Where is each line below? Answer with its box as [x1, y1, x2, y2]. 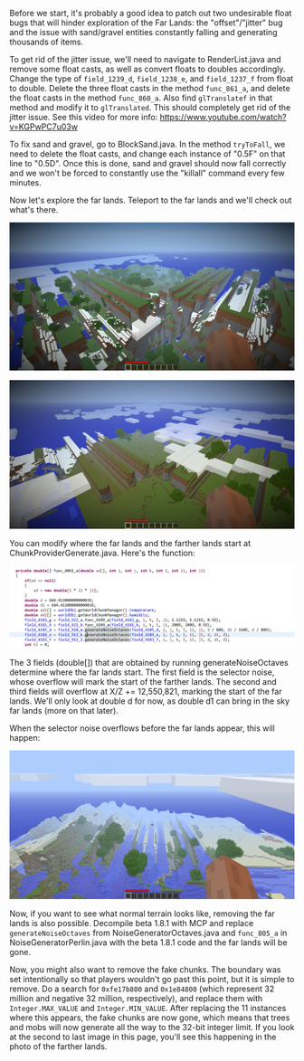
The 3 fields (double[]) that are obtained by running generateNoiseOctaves [9, 658, 289, 668]
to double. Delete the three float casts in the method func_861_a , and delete [9, 83, 291, 93]
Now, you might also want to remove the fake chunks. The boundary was [9, 963, 281, 975]
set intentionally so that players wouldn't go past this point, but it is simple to [9, 973, 295, 984]
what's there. [9, 204, 59, 215]
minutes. [9, 177, 43, 188]
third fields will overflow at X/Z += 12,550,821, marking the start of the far [9, 687, 282, 697]
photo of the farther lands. [9, 1040, 108, 1052]
